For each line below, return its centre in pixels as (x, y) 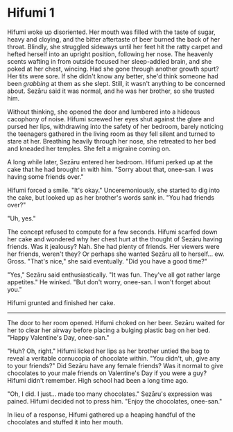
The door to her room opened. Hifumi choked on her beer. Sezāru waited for (116, 322)
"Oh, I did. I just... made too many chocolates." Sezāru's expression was (110, 394)
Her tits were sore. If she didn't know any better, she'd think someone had (113, 76)
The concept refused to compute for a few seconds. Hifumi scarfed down (112, 232)
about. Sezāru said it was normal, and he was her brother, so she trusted (111, 91)
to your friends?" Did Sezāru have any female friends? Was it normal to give (115, 365)
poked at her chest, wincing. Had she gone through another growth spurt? (113, 69)
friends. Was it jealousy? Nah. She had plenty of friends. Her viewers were (113, 246)
